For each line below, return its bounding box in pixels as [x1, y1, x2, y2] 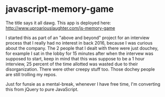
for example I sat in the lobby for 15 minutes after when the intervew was [5, 50, 154, 56]
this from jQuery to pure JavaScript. [5, 86, 79, 92]
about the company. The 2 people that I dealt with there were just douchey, [5, 45, 159, 51]
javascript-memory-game [5, 3, 114, 15]
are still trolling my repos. [5, 71, 57, 77]
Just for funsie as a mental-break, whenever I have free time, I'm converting [5, 81, 161, 87]
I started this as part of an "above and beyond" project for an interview [5, 35, 150, 41]
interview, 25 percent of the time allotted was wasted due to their [5, 61, 138, 67]
